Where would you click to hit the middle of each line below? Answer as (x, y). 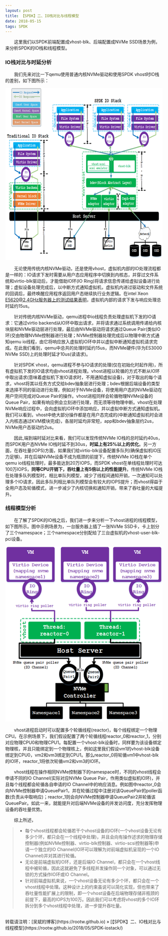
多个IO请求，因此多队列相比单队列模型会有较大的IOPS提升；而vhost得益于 (86, 482)
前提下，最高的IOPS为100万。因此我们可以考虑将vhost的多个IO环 (92, 899)
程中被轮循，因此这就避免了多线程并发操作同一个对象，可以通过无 (93, 868)
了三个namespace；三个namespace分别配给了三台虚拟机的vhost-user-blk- (82, 532)
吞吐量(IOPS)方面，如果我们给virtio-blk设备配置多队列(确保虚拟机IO (88, 450)
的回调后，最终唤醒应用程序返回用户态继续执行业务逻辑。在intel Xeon (77, 293)
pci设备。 (15, 539)
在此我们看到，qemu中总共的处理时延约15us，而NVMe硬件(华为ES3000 (88, 348)
